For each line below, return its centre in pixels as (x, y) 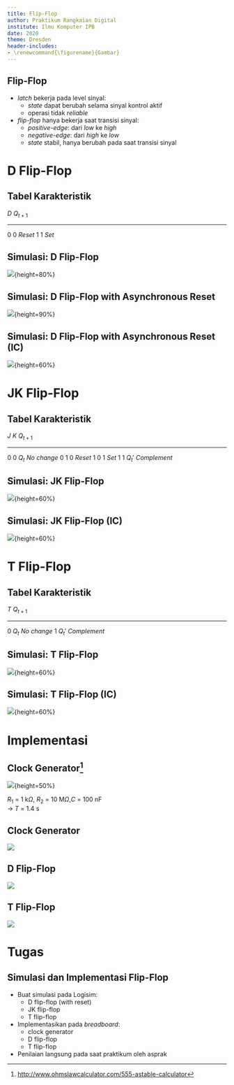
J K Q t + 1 (20, 436)
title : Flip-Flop (32, 14)
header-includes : (32, 46)
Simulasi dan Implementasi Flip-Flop (88, 978)
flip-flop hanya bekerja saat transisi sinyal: (78, 120)
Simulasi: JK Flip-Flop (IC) (65, 520)
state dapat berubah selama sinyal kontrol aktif (95, 105)
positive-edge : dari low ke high (72, 127)
